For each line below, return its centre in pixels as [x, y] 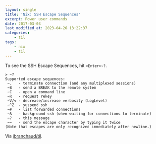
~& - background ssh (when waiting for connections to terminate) [79, 114]
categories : [17, 33]
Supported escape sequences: [35, 79]
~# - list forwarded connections [44, 109]
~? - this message [28, 118]
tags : [11, 42]
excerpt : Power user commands [36, 19]
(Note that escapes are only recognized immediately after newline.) [78, 127]
